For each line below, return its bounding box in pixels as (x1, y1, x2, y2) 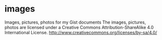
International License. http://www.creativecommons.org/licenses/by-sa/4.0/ (4, 29, 157, 35)
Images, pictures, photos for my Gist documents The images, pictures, (4, 19, 146, 25)
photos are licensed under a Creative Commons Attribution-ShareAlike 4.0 (4, 24, 154, 30)
